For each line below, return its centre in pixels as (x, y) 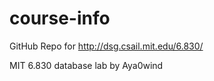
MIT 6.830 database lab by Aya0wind (86, 65)
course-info (60, 18)
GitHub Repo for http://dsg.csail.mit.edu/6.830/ (106, 46)
